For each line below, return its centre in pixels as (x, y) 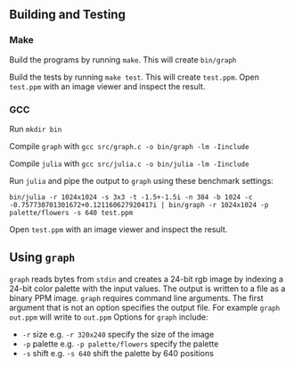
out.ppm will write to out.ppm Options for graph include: (109, 317)
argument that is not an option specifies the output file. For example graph (145, 307)
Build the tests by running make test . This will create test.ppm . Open (135, 77)
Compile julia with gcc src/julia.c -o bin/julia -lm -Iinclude (129, 163)
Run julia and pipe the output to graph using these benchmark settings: (141, 180)
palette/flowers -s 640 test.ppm (71, 213)
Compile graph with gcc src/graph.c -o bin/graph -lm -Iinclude (129, 146)
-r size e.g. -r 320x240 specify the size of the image (118, 334)
